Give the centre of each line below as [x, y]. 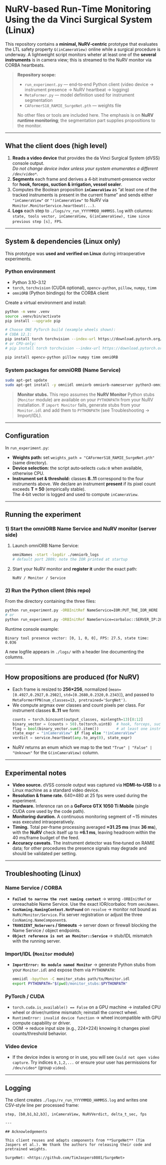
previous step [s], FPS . [37, 221]
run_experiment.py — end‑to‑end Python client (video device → [89, 84]
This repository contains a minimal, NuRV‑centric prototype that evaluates [82, 44]
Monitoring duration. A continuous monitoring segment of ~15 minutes [84, 816]
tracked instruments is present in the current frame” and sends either [83, 195]
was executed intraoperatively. [43, 822]
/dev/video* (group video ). [40, 1068]
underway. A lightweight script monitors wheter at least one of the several [81, 54]
